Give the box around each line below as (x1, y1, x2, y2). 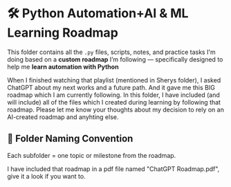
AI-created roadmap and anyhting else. (7, 112, 119, 121)
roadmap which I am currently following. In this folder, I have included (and (7, 91, 220, 99)
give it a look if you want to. (7, 172, 86, 180)
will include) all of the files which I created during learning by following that (7, 98, 221, 106)
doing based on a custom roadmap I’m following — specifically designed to (7, 55, 223, 63)
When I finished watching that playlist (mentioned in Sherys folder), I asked (7, 75, 221, 84)
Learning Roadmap (7, 25, 119, 41)
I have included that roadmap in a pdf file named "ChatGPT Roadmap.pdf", (7, 164, 220, 173)
